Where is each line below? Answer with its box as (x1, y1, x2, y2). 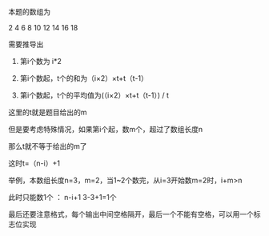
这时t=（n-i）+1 (8, 158, 60, 168)
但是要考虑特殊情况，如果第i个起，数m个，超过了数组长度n (8, 125, 203, 134)
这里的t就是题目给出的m (8, 107, 87, 117)
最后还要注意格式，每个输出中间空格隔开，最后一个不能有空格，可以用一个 (8, 210, 254, 218)
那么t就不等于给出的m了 (8, 142, 87, 150)
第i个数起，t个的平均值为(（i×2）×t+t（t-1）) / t (19, 90, 170, 100)
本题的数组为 (8, 7, 50, 16)
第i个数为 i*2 (19, 57, 62, 66)
